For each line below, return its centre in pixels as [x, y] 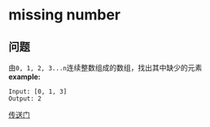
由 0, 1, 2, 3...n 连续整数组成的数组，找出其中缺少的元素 [105, 68]
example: [24, 77]
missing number [64, 15]
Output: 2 [25, 99]
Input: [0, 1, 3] [38, 91]
